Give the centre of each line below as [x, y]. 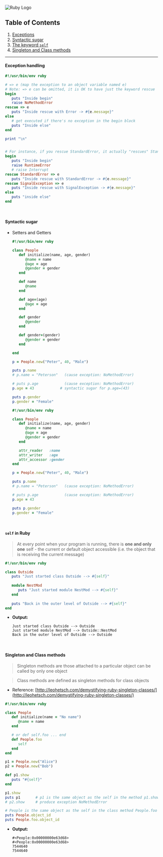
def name [27, 282]
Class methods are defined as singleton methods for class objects [83, 680]
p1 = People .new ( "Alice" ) [31, 762]
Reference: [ [24, 690]
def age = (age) [33, 299]
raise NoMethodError [32, 103]
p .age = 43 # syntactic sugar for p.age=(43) [71, 388]
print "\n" [16, 139]
